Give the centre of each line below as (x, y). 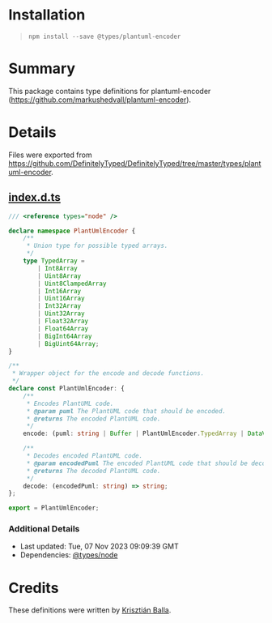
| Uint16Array (61, 299)
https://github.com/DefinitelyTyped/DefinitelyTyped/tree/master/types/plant (135, 163)
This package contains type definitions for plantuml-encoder (110, 91)
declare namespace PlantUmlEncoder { (72, 231)
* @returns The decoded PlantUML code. (93, 471)
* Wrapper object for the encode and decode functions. (108, 373)
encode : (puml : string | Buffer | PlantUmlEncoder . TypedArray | (134, 434)
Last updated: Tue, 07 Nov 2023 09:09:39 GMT (100, 546)
